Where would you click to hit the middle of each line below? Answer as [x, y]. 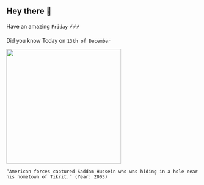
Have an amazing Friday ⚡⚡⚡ [43, 26]
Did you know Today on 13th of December [59, 40]
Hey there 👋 [29, 11]
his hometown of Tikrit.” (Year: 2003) [57, 177]
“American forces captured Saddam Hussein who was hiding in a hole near [102, 172]
